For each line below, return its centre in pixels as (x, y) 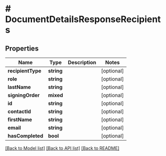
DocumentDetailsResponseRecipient (83, 19)
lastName (19, 87)
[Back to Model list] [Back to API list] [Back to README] (62, 148)
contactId (19, 111)
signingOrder (24, 95)
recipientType (24, 71)
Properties (22, 48)
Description (82, 62)
